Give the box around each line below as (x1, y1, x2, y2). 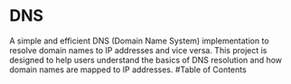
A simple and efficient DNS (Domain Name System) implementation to (9, 35, 269, 46)
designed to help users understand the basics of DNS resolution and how (9, 54, 283, 65)
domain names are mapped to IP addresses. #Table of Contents (9, 64, 247, 75)
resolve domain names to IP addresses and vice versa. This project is (9, 44, 268, 55)
